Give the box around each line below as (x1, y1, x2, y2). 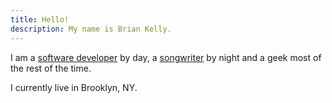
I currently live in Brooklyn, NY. (10, 81, 138, 93)
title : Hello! (10, 14, 70, 25)
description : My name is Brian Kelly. (10, 24, 172, 34)
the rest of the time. (10, 62, 92, 74)
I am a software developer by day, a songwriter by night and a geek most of (10, 51, 322, 63)
